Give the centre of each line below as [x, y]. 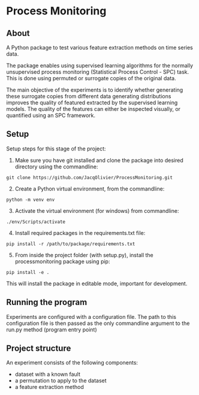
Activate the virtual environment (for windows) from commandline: [97, 210]
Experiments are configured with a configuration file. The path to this [91, 316]
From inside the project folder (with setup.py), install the [84, 255]
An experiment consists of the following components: [72, 363]
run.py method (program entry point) [52, 329]
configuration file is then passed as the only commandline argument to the [98, 323]
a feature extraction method [49, 387]
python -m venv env [31, 200]
